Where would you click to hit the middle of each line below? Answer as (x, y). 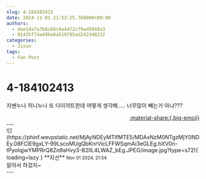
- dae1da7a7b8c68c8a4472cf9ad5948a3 (59, 29)
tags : (13, 52)
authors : (17, 23)
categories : (21, 40)
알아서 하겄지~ (24, 165)
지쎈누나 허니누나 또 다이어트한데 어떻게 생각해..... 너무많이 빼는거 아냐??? (94, 105)
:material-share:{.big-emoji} (165, 117)
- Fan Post (26, 57)
